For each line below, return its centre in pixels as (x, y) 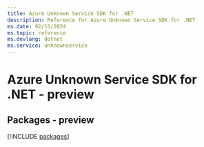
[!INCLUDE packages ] (38, 136)
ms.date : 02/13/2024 (37, 26)
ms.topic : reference (37, 33)
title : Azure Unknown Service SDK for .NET (71, 13)
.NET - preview (51, 95)
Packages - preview (51, 120)
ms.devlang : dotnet (35, 39)
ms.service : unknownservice (48, 46)
